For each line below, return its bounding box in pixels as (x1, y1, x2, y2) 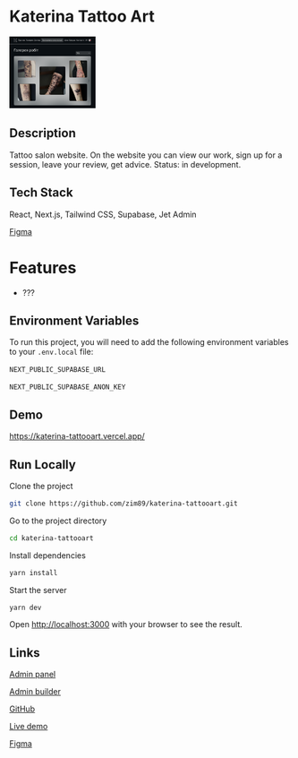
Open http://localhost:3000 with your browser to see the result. (9, 619, 243, 630)
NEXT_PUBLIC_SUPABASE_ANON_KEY (9, 383, 126, 392)
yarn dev (9, 603, 42, 612)
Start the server (9, 584, 67, 595)
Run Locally (9, 457, 76, 472)
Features (9, 257, 77, 278)
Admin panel (9, 669, 56, 680)
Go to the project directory (9, 515, 107, 526)
